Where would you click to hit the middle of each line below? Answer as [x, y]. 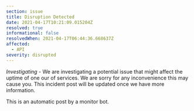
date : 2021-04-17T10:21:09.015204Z [50, 22]
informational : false [33, 33]
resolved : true [25, 28]
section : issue [25, 11]
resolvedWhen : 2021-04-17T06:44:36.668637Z [60, 39]
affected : [18, 44]
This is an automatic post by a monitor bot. [58, 101]
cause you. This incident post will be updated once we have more [85, 84]
